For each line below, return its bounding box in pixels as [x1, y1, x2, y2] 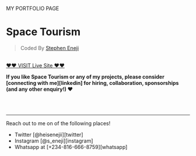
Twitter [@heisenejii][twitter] [14, 131, 83, 138]
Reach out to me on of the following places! [6, 119, 111, 127]
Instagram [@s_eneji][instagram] [14, 137, 93, 144]
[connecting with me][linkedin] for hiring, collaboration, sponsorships [6, 79, 179, 86]
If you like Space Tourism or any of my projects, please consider [6, 73, 164, 80]
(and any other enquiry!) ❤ [6, 86, 73, 93]
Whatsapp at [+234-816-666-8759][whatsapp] [14, 143, 128, 150]
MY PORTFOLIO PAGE [6, 5, 60, 12]
